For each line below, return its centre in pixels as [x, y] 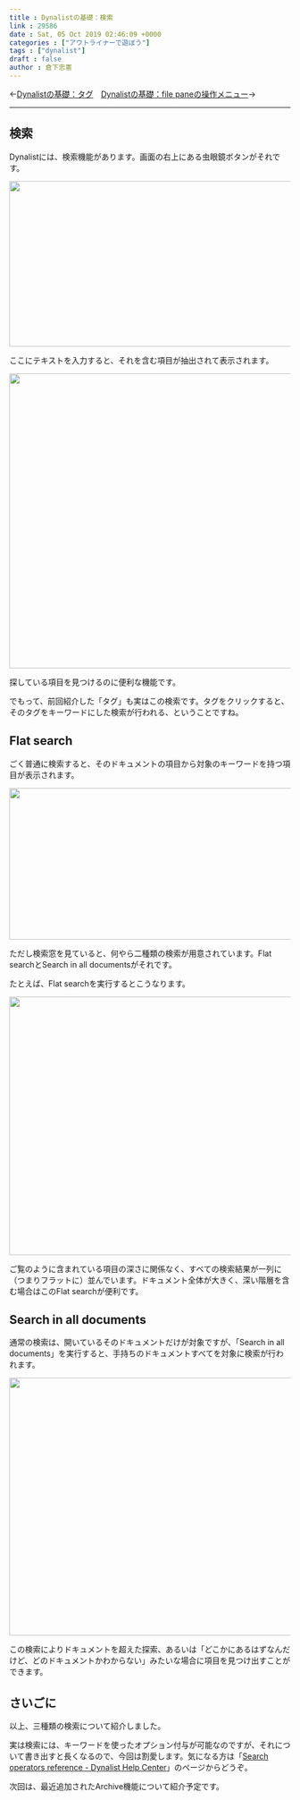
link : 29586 [33, 26]
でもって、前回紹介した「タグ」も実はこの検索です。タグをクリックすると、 [149, 701]
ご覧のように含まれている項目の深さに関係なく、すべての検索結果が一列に [146, 1268]
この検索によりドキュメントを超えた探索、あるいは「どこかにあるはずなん [146, 1650]
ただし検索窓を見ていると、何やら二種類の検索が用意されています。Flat [141, 953]
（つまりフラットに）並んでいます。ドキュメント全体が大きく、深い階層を [146, 1280]
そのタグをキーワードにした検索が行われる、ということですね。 [126, 712]
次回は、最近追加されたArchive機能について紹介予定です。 [117, 1787]
